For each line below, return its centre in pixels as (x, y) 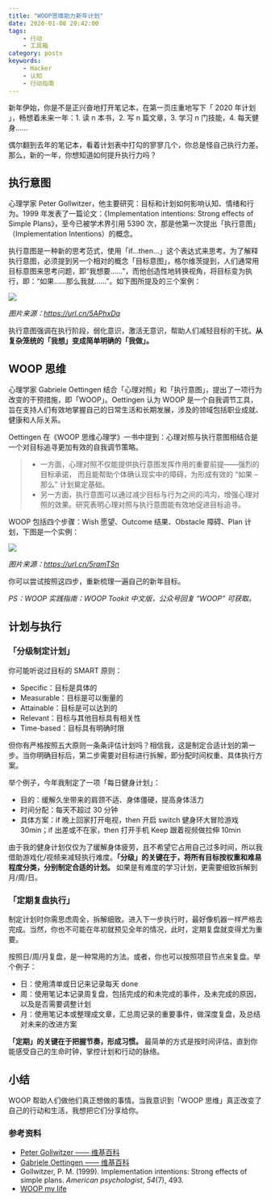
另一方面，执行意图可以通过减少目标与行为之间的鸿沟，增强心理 (146, 495)
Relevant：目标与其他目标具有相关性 (80, 718)
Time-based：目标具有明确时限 (72, 728)
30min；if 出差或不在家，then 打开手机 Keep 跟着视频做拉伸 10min (130, 830)
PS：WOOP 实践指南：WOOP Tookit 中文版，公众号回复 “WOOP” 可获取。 (132, 599)
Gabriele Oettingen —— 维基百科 (75, 1162)
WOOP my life (43, 1189)
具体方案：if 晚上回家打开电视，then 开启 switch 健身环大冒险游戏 (129, 819)
